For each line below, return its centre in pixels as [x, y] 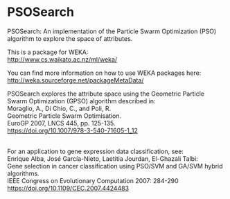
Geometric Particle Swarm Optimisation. [64, 116]
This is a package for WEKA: [48, 52]
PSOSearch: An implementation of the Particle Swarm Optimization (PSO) [112, 31]
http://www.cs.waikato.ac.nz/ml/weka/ [62, 59]
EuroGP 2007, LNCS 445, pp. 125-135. [61, 123]
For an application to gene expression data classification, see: [95, 151]
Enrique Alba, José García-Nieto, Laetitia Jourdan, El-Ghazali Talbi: [103, 158]
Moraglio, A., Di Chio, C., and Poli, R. [59, 108]
